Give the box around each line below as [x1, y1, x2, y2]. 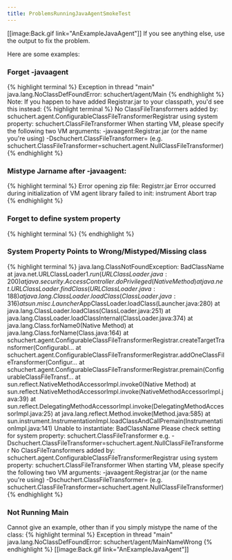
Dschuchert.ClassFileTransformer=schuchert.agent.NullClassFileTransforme [7, 438, 224, 447]
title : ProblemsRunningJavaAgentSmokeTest [7, 10, 131, 17]
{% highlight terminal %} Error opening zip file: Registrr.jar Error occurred [7, 182, 216, 190]
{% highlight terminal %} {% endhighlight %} [7, 230, 135, 238]
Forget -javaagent [7, 67, 69, 77]
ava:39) [7, 395, 29, 403]
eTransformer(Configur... [7, 357, 78, 366]
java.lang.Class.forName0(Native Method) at [7, 321, 134, 329]
